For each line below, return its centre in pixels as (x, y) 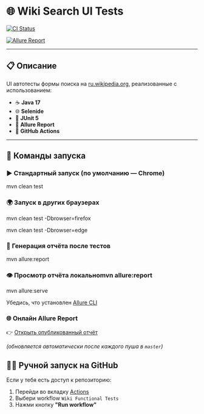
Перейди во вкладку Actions (52, 392)
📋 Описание (32, 66)
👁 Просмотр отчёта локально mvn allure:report (80, 275)
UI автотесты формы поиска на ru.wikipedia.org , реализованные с (92, 84)
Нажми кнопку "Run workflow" (56, 405)
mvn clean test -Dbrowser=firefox (49, 218)
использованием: (29, 90)
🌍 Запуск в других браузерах (53, 202)
